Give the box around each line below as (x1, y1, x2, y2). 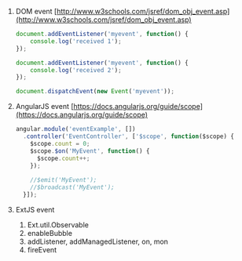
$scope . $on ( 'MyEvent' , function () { (30, 147, 150, 155)
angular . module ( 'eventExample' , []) (15, 125, 136, 133)
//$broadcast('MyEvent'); (30, 183, 115, 191)
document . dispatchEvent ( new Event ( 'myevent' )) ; (15, 88, 175, 96)
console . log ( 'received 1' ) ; (30, 37, 122, 45)
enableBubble (27, 228, 73, 237)
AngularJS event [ (15, 102, 74, 111)
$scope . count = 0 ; (30, 140, 90, 147)
